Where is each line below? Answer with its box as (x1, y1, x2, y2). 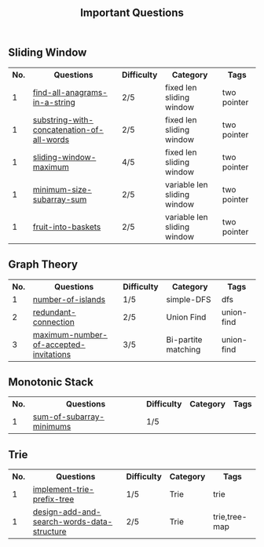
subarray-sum (32, 194, 87, 205)
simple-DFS (166, 294, 211, 304)
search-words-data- (32, 516, 113, 527)
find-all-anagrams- (32, 86, 108, 97)
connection (32, 316, 75, 327)
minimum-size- (32, 184, 93, 195)
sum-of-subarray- (32, 411, 104, 422)
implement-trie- (32, 484, 94, 495)
